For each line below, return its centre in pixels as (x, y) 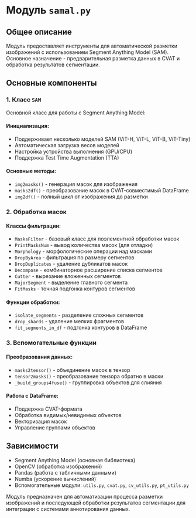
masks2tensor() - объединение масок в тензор (72, 370)
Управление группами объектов (55, 427)
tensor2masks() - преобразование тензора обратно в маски (89, 376)
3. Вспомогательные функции (51, 343)
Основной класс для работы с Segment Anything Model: (76, 113)
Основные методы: (31, 171)
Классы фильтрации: (34, 226)
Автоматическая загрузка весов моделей (67, 145)
